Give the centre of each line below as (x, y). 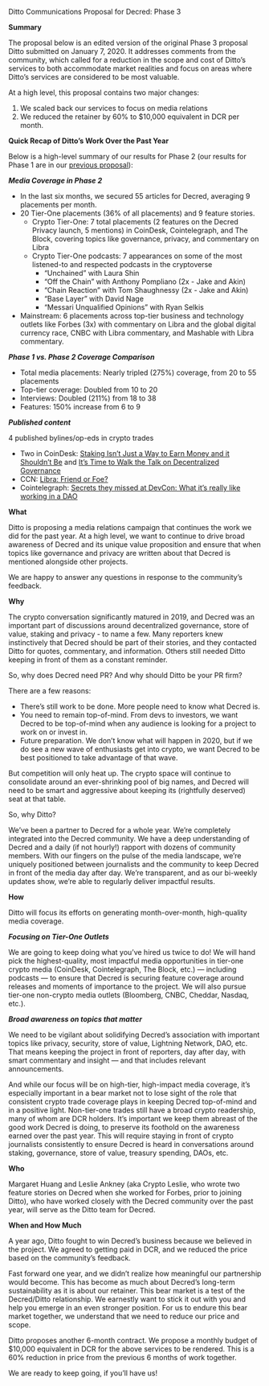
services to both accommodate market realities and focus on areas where (130, 68)
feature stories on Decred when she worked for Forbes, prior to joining (125, 1193)
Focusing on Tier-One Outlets (59, 937)
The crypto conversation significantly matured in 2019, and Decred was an (132, 617)
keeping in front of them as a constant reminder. (88, 660)
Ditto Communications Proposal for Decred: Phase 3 (95, 12)
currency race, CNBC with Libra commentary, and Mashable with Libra (137, 333)
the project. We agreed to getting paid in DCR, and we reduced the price (128, 1249)
